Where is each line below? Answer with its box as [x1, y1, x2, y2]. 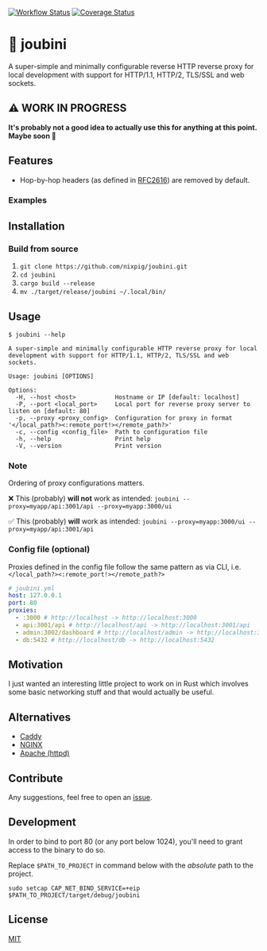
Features [8, 154, 53, 168]
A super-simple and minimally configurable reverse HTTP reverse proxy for [8, 61, 254, 71]
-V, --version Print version [15, 442, 161, 450]
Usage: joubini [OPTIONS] [8, 372, 94, 381]
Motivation [8, 658, 64, 671]
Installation [8, 219, 65, 233]
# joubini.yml [8, 584, 56, 592]
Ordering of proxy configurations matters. [8, 478, 145, 488]
